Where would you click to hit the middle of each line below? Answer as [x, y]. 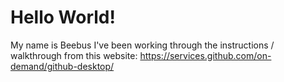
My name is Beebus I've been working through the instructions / [142, 45]
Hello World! [63, 17]
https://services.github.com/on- [205, 55]
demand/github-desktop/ [62, 66]
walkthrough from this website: [74, 55]
